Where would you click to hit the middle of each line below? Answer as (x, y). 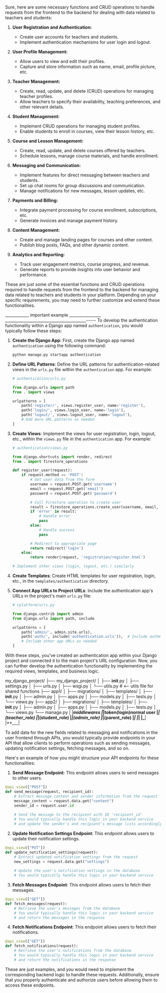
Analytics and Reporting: (39, 254)
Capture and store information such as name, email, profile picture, (88, 67)
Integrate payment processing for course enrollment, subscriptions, (88, 210)
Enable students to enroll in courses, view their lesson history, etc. (87, 131)
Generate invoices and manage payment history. (69, 221)
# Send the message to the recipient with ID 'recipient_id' (78, 815)
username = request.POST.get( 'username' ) (74, 484)
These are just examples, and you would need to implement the (70, 969)
